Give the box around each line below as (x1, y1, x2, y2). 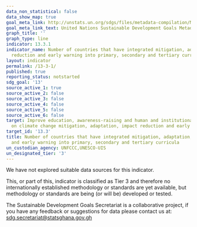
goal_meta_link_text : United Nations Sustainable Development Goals (6, 25, 177, 31)
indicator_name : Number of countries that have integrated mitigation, (6, 47, 185, 53)
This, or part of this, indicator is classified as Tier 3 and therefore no (6, 178, 171, 185)
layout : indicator (6, 57, 51, 63)
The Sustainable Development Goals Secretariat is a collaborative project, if (6, 202, 189, 209)
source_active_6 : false (6, 112, 64, 118)
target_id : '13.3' (6, 128, 51, 135)
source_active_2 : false (6, 90, 64, 96)
